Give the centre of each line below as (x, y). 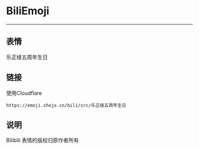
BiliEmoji (28, 11)
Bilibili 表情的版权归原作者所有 (43, 140)
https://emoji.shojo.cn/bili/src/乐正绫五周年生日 (66, 105)
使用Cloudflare (24, 93)
